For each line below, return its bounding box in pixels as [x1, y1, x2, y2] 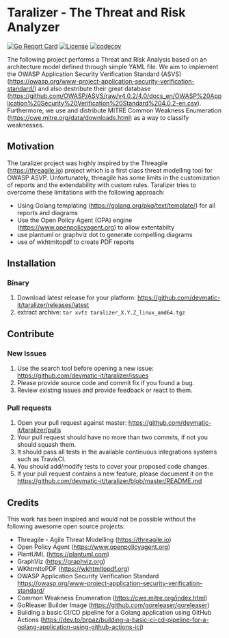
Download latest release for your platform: [16, 293, 136, 302]
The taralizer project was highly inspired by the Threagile [7, 159, 168, 167]
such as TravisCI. [16, 455, 66, 463]
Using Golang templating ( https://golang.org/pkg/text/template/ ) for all [16, 201, 215, 210]
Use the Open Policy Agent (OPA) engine [16, 216, 133, 224]
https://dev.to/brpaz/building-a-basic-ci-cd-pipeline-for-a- [42, 615, 209, 624]
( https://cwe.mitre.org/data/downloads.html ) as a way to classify [7, 113, 189, 121]
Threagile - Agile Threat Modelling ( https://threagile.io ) [16, 536, 172, 544]
